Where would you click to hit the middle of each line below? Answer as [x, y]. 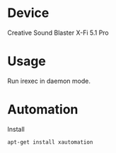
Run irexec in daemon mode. [49, 81]
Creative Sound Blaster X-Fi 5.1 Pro [58, 33]
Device [28, 13]
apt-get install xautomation [50, 142]
